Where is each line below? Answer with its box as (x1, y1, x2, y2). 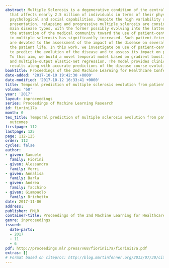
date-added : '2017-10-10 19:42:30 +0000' (5, 73, 94, 78)
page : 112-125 (5, 134, 35, 139)
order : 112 (5, 138, 28, 143)
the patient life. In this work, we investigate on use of (10, 45, 136, 50)
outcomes (10, 119, 28, 125)
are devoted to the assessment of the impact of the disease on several (10, 40, 165, 45)
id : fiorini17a (5, 106, 37, 111)
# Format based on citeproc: (5, 255, 66, 260)
